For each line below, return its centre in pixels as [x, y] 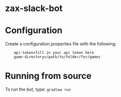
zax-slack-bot [34, 8]
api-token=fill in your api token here [54, 53]
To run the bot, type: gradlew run [38, 89]
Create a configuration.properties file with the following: [61, 44]
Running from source [48, 76]
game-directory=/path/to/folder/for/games [57, 57]
